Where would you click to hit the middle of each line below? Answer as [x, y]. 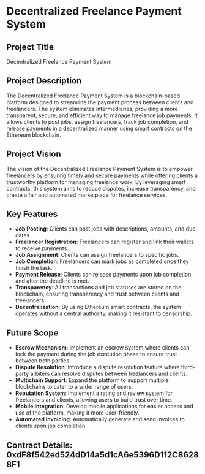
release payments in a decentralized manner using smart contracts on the [99, 128]
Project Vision [34, 154]
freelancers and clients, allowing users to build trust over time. [94, 400]
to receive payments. [42, 248]
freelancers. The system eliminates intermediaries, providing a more [92, 109]
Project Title [30, 47]
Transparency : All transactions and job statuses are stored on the [98, 288]
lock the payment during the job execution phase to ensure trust [96, 354]
